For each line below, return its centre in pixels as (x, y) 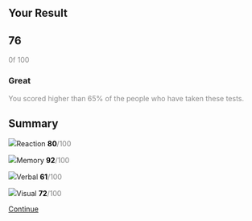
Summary (33, 123)
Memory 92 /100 (43, 161)
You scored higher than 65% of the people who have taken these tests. (126, 98)
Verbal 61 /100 (39, 177)
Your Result (38, 13)
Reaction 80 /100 (44, 144)
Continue (23, 209)
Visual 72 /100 (39, 194)
